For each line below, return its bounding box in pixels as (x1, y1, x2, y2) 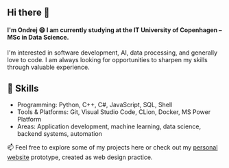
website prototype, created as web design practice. (7, 153, 153, 161)
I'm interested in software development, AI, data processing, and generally (7, 48, 218, 57)
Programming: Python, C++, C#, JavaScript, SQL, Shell (16, 100, 173, 109)
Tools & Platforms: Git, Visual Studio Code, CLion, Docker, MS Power (16, 108, 211, 116)
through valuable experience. (7, 63, 91, 71)
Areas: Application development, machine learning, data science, (16, 122, 201, 130)
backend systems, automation (16, 130, 103, 138)
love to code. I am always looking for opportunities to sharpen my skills (7, 55, 208, 64)
